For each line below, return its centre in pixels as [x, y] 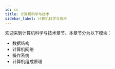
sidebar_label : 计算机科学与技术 [36, 18]
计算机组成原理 [27, 62]
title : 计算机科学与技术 [27, 14]
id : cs [12, 9]
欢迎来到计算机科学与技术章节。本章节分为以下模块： [58, 33]
